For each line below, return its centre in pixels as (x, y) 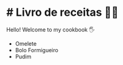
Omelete (26, 43)
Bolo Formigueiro (37, 50)
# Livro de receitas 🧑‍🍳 (62, 12)
